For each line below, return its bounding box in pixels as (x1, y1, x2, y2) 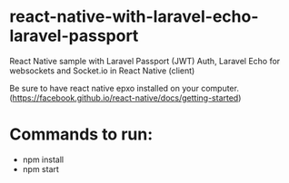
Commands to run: (9, 124, 154, 145)
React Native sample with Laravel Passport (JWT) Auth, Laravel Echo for (9, 55, 281, 66)
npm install (22, 154, 65, 165)
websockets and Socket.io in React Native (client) (9, 65, 195, 76)
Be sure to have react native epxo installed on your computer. (9, 82, 239, 93)
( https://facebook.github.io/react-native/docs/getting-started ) (9, 92, 242, 103)
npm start (22, 163, 59, 174)
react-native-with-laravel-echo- (9, 6, 259, 27)
